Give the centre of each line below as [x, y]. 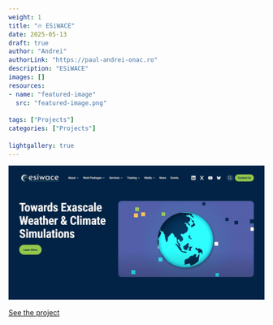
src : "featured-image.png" [61, 103]
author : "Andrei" [38, 52]
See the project [34, 313]
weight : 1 [25, 17]
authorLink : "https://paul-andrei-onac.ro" [83, 60]
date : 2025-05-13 [38, 34]
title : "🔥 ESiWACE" [42, 26]
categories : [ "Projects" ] [52, 129]
